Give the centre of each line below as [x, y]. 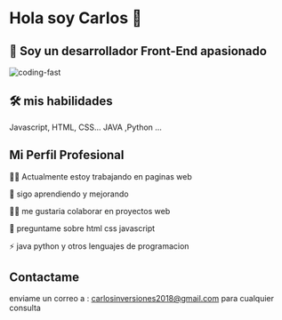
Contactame [44, 278]
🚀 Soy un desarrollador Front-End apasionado [138, 51]
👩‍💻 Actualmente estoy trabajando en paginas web [101, 176]
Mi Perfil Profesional [67, 155]
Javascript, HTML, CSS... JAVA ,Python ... [86, 127]
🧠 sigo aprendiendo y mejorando [69, 194]
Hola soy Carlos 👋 [76, 18]
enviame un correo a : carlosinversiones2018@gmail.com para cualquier [141, 299]
